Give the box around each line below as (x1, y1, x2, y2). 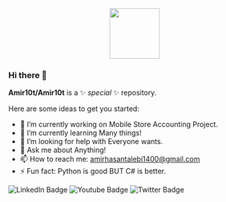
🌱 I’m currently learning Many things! (19, 128, 142, 138)
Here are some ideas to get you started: (8, 104, 140, 113)
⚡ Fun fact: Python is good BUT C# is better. (19, 167, 167, 176)
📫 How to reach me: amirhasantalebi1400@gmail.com (19, 155, 200, 164)
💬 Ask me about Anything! (19, 145, 107, 155)
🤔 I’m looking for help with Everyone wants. (19, 137, 163, 146)
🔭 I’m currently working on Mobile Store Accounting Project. (19, 120, 219, 130)
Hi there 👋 (8, 69, 48, 80)
